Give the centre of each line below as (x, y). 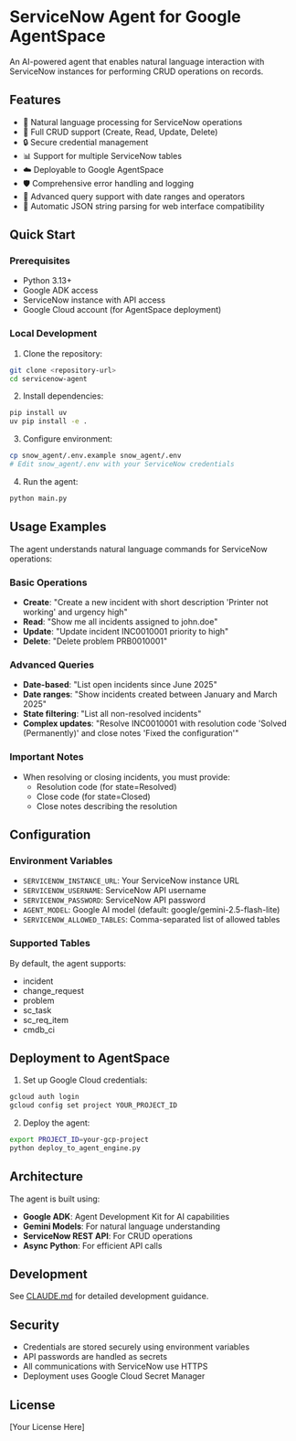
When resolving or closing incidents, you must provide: (126, 777)
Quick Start (42, 235)
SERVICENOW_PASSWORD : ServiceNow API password (114, 900)
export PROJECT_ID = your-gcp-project (79, 1140)
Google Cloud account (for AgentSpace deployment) (122, 310)
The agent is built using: (55, 1199)
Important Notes (47, 757)
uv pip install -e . (49, 422)
